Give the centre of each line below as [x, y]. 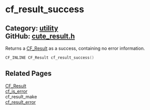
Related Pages [28, 74]
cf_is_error [17, 91]
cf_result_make [21, 97]
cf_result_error [21, 102]
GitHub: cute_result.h [40, 36]
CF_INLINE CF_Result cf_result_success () [50, 58]
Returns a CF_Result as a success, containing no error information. [75, 48]
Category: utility [32, 28]
